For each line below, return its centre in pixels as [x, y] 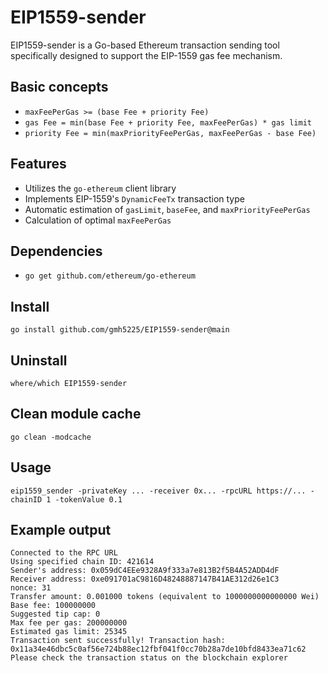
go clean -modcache [51, 437]
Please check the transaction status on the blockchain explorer [149, 658]
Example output [61, 530]
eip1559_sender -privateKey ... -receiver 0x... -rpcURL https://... [158, 491]
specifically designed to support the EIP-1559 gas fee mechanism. [146, 55]
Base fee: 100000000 [53, 606]
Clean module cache [76, 414]
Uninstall [39, 360]
